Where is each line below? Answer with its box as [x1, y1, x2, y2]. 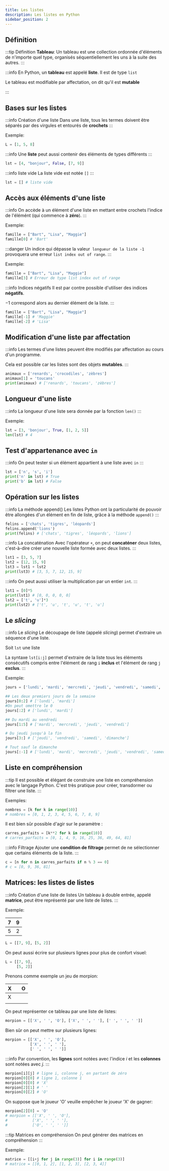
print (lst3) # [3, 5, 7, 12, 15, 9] [5, 569, 82, 574]
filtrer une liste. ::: [5, 788, 42, 794]
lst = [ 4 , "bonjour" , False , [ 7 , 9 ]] [5, 161, 84, 166]
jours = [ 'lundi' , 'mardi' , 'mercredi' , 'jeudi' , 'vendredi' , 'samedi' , [5, 685, 161, 690]
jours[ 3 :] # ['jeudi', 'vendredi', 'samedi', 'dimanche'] [5, 736, 129, 741]
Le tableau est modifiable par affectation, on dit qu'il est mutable [5, 79, 140, 85]
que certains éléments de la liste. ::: [5, 850, 79, 856]
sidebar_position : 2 [5, 17, 49, 22]
